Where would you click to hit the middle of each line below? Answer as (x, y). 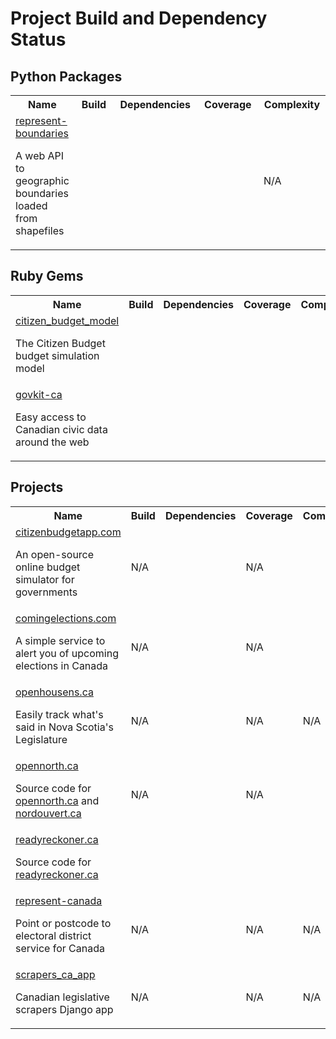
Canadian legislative (62, 997)
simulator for (45, 579)
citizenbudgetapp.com (68, 532)
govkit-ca (39, 394)
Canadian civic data (61, 429)
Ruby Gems (47, 276)
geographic (42, 180)
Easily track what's (59, 714)
